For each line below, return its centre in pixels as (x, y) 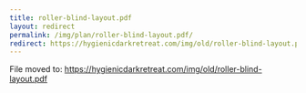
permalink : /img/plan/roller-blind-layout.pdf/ (102, 35)
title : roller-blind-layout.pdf (71, 18)
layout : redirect (42, 26)
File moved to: (36, 69)
